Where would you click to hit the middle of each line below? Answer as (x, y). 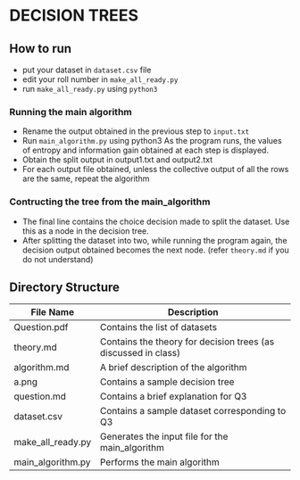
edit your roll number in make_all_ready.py (100, 79)
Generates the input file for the (164, 436)
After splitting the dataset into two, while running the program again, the (154, 240)
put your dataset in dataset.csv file (87, 70)
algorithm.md (42, 368)
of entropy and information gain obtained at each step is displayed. (146, 150)
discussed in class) (140, 353)
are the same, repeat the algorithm (86, 178)
